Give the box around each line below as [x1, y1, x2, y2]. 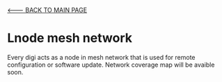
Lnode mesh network [7, 31, 132, 46]
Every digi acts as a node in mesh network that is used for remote [7, 53, 196, 61]
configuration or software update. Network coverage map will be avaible [7, 60, 215, 69]
